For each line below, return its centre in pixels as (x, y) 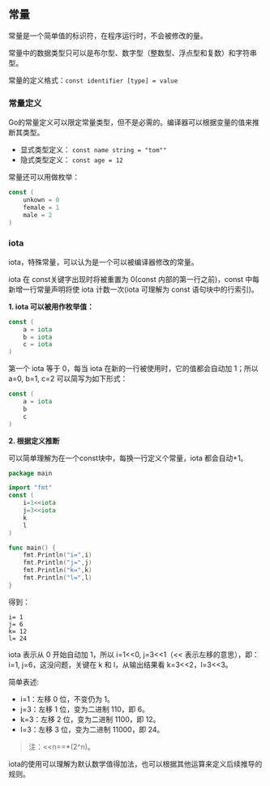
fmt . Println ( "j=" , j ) (58, 563)
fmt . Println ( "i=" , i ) (58, 555)
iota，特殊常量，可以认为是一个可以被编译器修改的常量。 (103, 262)
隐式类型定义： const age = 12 (71, 160)
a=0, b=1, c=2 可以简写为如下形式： (68, 378)
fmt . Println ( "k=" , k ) (58, 570)
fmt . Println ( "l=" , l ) (58, 578)
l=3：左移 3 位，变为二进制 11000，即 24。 (92, 729)
